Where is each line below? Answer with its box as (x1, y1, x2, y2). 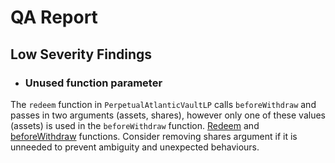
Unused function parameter (24, 76, 163, 90)
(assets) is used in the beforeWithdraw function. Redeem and (10, 119, 260, 131)
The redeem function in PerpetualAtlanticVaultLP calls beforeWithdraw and (10, 98, 317, 110)
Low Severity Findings (10, 46, 153, 63)
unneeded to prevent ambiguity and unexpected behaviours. (10, 141, 260, 153)
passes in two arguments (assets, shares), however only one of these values (10, 109, 326, 121)
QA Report (10, 6, 98, 29)
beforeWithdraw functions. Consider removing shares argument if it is (10, 130, 298, 142)
